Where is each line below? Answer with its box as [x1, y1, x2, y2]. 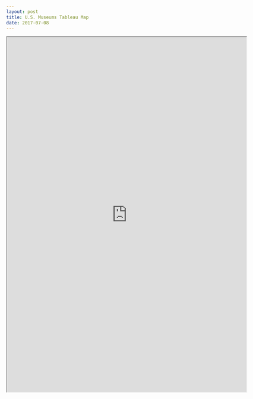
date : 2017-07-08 [6, 20, 49, 26]
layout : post [6, 8, 39, 15]
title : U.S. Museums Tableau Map [6, 14, 89, 20]
